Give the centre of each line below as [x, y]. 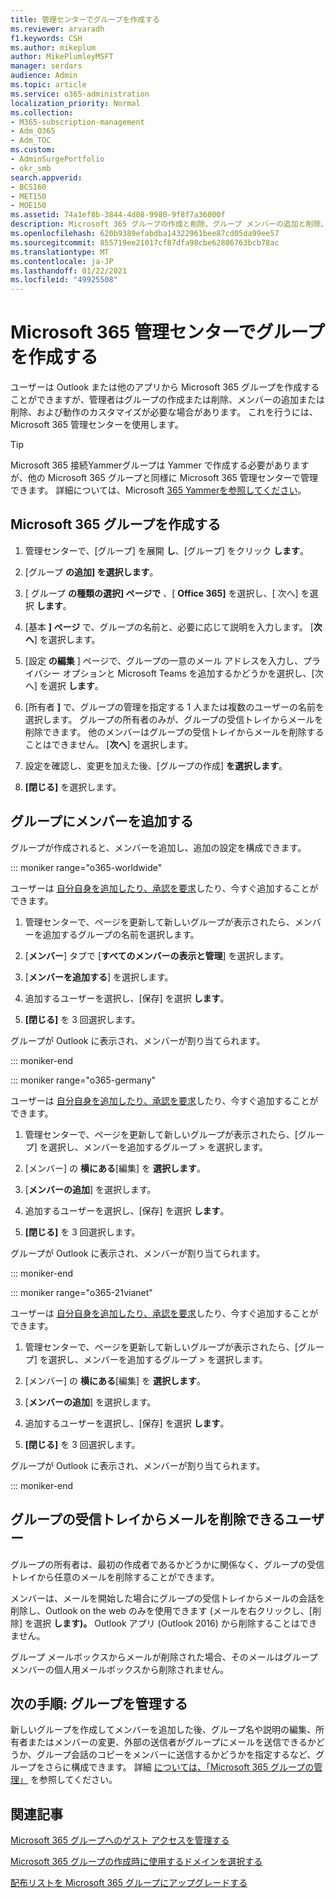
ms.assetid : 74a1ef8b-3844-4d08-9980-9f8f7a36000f [118, 215]
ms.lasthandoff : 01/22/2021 [69, 271]
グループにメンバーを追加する [102, 821]
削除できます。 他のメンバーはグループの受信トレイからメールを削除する [174, 732]
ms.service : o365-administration [80, 94]
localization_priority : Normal [75, 103]
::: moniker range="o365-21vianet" [81, 1292]
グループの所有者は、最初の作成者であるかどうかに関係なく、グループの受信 [167, 1564]
